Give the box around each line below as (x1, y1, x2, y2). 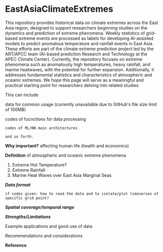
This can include (5, 92, 39, 98)
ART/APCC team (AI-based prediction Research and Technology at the (5, 51, 148, 57)
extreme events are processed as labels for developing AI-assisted (19, 35, 154, 41)
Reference (5, 242, 27, 248)
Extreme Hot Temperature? (12, 162, 67, 168)
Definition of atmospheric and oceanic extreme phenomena (5, 152, 126, 158)
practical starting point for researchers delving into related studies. (5, 82, 140, 88)
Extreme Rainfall (12, 167, 46, 173)
